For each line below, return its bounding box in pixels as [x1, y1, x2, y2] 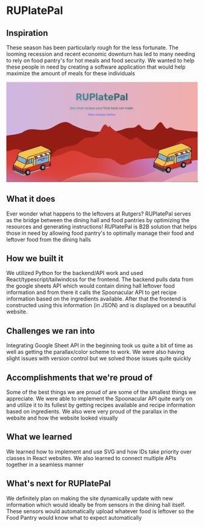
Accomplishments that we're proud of [6, 372, 153, 382]
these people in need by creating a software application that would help [6, 63, 186, 70]
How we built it [6, 253, 64, 264]
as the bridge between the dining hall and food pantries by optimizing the [6, 216, 190, 223]
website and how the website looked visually [6, 414, 118, 422]
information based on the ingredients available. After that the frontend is [6, 295, 187, 302]
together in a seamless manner [6, 461, 84, 468]
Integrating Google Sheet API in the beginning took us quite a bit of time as [6, 342, 193, 349]
